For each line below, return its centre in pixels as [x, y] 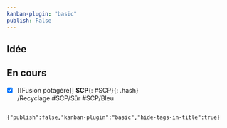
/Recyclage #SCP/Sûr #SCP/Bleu [65, 98]
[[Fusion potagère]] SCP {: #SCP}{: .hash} [78, 90]
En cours [27, 73]
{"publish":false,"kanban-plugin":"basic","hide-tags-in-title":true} [114, 117]
